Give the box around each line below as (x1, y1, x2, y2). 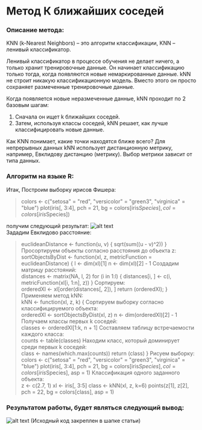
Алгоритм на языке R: (6, 172, 74, 181)
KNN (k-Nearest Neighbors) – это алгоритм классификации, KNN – (6, 39, 175, 47)
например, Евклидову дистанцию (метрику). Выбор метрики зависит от (6, 151, 193, 158)
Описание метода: (6, 26, 65, 34)
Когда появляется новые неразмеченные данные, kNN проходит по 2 (6, 95, 186, 102)
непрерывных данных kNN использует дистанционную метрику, (6, 144, 173, 152)
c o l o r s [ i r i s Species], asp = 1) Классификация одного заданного (21, 369, 180, 376)
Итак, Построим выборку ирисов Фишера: (6, 186, 116, 193)
